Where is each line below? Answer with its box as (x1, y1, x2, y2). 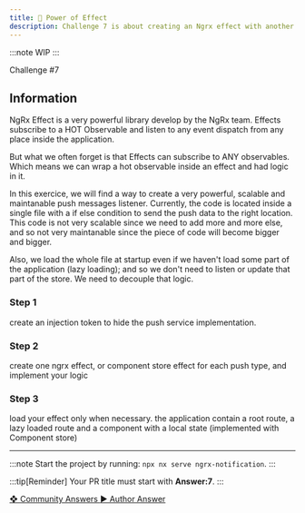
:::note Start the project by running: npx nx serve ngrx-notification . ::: (9, 459, 277, 469)
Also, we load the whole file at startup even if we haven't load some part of (9, 254, 290, 265)
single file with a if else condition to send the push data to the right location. (9, 208, 293, 219)
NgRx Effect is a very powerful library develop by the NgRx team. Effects (9, 114, 281, 125)
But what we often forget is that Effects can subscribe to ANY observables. (9, 152, 290, 163)
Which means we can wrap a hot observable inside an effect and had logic (9, 161, 289, 173)
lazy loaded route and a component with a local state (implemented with (9, 423, 280, 434)
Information (9, 90, 78, 105)
